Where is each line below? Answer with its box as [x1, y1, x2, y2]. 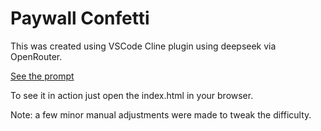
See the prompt [10, 70, 75, 82]
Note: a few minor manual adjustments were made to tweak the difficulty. [10, 108, 312, 121]
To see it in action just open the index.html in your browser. [10, 89, 254, 101]
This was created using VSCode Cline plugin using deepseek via [10, 40, 277, 52]
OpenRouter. [10, 50, 63, 62]
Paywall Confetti [10, 7, 150, 30]
